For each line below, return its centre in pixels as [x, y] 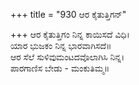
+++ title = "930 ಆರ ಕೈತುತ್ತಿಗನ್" [68, 14]
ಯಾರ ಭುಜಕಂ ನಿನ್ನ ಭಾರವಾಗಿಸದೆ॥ [61, 45]
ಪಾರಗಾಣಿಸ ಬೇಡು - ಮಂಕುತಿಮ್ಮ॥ [60, 68]
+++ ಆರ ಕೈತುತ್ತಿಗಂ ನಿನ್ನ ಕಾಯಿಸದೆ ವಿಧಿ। [70, 34]
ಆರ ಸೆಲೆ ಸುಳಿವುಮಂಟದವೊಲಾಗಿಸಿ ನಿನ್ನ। [67, 57]
